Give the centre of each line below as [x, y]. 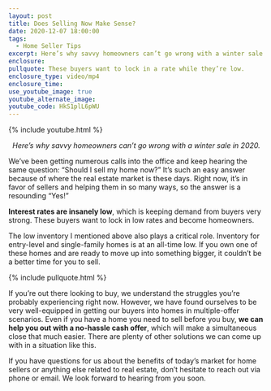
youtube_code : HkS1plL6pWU [54, 106]
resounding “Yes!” [39, 196]
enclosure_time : [36, 84]
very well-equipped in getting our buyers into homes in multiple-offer [124, 311]
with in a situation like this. [53, 345]
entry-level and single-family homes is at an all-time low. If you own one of [133, 245]
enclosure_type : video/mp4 [54, 76]
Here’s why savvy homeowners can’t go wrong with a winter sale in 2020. [136, 146]
